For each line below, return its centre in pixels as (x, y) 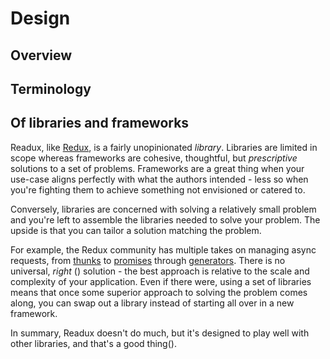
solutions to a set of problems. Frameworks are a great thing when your (157, 168)
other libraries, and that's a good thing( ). (93, 343)
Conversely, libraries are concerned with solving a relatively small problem (163, 209)
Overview (41, 55)
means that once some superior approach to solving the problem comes (159, 292)
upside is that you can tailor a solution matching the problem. (136, 230)
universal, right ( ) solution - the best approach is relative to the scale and (160, 271)
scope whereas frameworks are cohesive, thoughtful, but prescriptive (154, 158)
